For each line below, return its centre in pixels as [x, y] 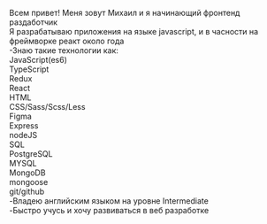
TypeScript [29, 69]
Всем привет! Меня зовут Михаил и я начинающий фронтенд [125, 13]
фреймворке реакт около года [67, 41]
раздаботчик [34, 22]
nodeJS [23, 135]
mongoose [29, 182]
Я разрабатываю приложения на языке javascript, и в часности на [134, 31]
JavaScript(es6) [38, 60]
